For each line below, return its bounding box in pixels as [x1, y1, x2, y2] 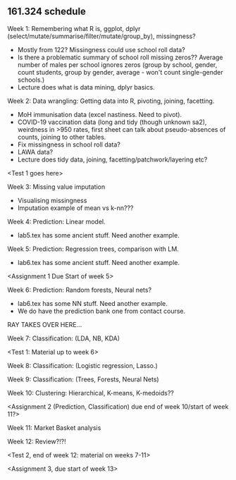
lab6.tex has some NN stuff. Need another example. [17, 299, 168, 307]
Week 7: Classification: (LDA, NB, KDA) [7, 334, 120, 343]
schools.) [17, 75, 45, 84]
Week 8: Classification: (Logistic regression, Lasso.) [7, 361, 159, 369]
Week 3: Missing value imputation [7, 183, 106, 191]
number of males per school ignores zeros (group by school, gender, [17, 60, 218, 69]
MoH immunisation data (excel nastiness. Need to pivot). [17, 110, 182, 118]
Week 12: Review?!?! [7, 437, 66, 445]
